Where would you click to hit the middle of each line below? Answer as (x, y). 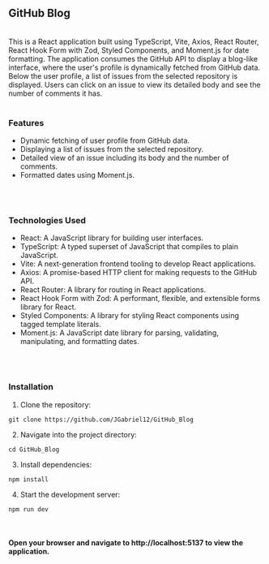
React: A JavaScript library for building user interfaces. (112, 238)
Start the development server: (70, 494)
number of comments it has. (56, 93)
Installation (31, 387)
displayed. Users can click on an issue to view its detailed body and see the (134, 84)
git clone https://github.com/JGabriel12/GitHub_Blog (101, 420)
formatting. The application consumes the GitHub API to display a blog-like (133, 58)
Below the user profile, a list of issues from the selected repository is (123, 75)
